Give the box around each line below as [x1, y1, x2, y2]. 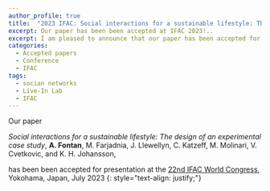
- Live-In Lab [15, 86, 63, 95]
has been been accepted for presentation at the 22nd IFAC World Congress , [8, 164, 260, 174]
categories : [8, 42, 48, 50]
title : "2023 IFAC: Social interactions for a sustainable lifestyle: [8, 19, 253, 27]
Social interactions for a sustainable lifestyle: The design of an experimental [8, 132, 261, 142]
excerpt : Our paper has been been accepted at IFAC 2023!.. [8, 27, 215, 35]
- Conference [15, 57, 59, 65]
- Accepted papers [15, 49, 78, 57]
